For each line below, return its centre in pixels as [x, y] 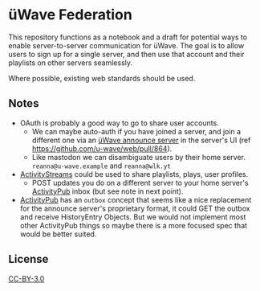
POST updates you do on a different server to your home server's [140, 182]
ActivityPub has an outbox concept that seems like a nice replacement [136, 199]
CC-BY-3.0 [26, 278]
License [28, 259]
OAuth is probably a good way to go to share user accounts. [119, 123]
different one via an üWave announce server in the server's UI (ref [141, 140]
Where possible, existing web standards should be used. [102, 78]
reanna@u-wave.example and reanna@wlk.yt [101, 166]
